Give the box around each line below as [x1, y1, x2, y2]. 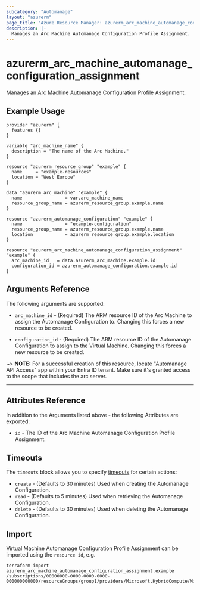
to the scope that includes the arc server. [6, 372, 107, 380]
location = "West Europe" [11, 174, 76, 180]
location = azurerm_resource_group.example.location [11, 231, 174, 237]
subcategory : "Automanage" [6, 8, 73, 15]
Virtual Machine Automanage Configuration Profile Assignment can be [6, 545, 179, 552]
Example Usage [6, 106, 65, 116]
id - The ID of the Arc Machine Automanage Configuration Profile [14, 429, 176, 436]
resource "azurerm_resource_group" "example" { [6, 163, 127, 170]
